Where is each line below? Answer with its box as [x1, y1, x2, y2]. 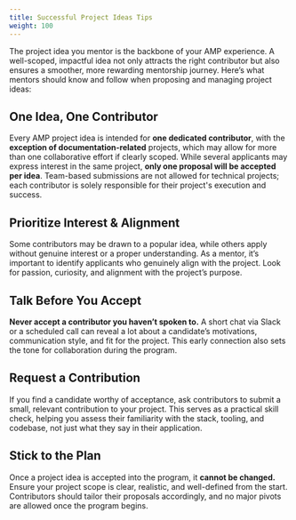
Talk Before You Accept [9, 292, 142, 308]
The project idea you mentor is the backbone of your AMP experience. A [9, 45, 276, 56]
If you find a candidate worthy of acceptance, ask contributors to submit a [9, 394, 282, 404]
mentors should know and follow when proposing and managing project [9, 74, 273, 84]
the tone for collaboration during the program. [9, 344, 178, 356]
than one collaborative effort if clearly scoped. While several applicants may [9, 152, 288, 163]
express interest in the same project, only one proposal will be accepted [9, 161, 276, 172]
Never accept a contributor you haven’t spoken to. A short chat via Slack [9, 316, 282, 327]
